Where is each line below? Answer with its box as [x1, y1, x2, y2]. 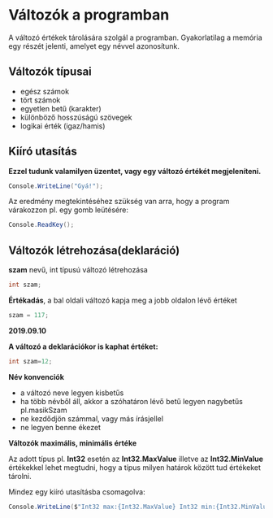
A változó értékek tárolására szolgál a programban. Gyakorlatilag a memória [8, 33, 262, 42]
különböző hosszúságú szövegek [19, 112, 132, 122]
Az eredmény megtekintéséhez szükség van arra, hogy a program [8, 197, 230, 207]
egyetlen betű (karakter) [19, 103, 102, 113]
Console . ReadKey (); [8, 221, 75, 229]
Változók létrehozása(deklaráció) [8, 243, 180, 257]
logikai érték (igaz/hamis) [19, 120, 106, 131]
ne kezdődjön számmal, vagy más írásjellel [19, 413, 164, 424]
